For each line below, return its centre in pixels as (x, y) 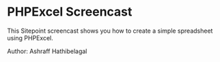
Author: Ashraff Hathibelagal (47, 51)
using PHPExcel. (30, 37)
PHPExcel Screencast (70, 12)
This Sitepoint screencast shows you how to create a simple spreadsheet (110, 31)
